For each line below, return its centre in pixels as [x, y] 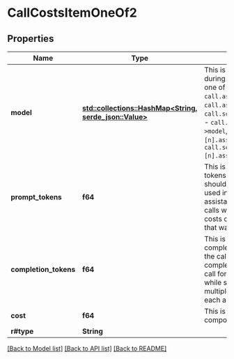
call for [216, 274]
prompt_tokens [37, 197]
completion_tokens [43, 269]
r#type [22, 331]
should [216, 184]
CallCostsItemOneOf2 [72, 13]
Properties [31, 39]
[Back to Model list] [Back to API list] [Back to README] [87, 349]
